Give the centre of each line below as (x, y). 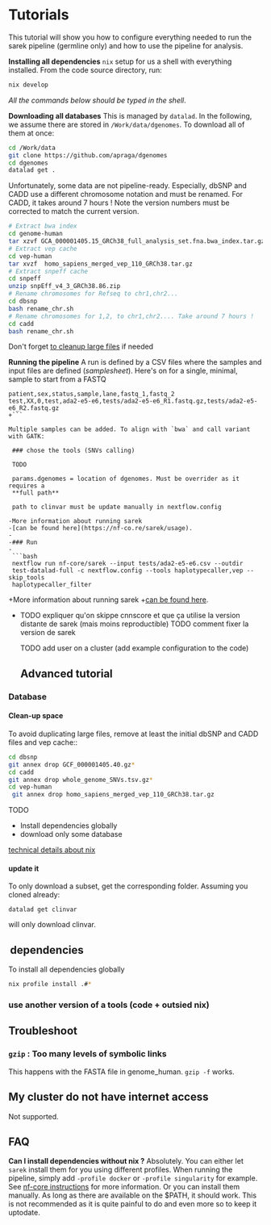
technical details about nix (52, 850)
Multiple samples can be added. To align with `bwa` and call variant (129, 429)
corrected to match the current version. (74, 211)
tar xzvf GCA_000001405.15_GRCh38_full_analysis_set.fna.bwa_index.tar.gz (137, 241)
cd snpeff (25, 279)
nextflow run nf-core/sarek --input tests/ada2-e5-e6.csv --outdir (127, 564)
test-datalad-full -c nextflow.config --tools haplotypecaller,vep (127, 571)
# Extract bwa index (43, 226)
